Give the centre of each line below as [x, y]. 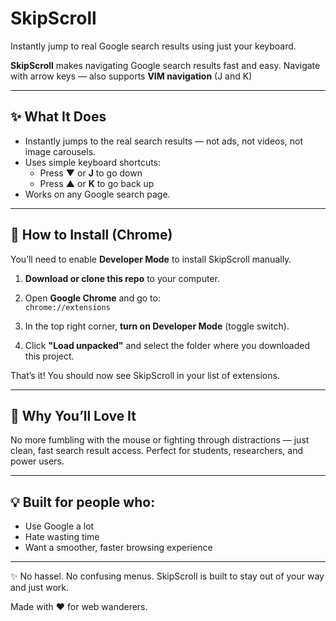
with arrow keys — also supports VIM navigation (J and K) [131, 76]
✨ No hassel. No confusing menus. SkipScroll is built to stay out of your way [167, 576]
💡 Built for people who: [83, 502]
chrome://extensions [67, 307]
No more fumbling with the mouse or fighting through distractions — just [160, 440]
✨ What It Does [58, 117]
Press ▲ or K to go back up [97, 183]
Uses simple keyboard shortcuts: [93, 162]
